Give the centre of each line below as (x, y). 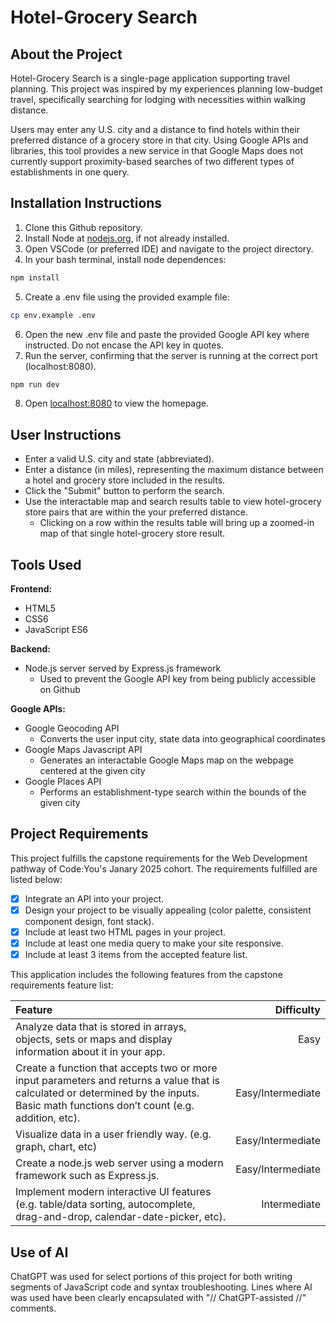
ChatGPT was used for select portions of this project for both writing (151, 1276)
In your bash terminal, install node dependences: (125, 259)
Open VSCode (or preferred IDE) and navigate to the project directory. (169, 248)
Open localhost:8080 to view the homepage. (116, 403)
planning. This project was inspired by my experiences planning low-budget (166, 89)
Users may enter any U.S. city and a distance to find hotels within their (155, 129)
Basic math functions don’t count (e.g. (105, 1106)
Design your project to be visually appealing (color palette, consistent (168, 910)
